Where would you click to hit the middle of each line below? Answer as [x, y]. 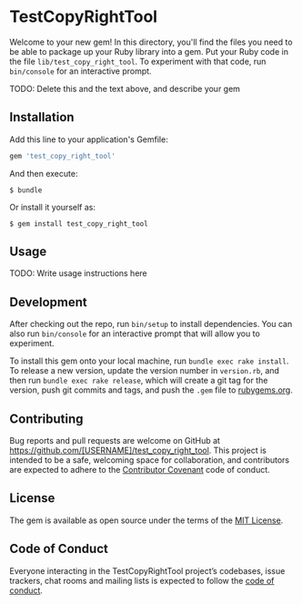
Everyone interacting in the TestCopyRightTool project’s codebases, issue [147, 570]
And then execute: [44, 173]
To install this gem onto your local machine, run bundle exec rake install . [149, 361]
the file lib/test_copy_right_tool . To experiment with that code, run [138, 61]
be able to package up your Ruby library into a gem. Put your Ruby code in [149, 51]
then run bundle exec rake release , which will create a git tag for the [139, 381]
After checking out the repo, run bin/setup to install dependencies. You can [151, 324]
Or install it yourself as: [52, 207]
